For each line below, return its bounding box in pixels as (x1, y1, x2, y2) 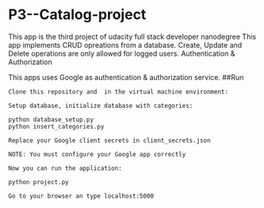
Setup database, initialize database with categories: (8, 102, 193, 110)
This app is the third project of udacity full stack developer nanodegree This (8, 32, 256, 41)
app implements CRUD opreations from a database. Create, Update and (8, 40, 243, 49)
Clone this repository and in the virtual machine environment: (8, 87, 228, 96)
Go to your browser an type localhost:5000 (8, 192, 155, 200)
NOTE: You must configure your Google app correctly (8, 150, 186, 158)
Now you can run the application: (8, 164, 123, 172)
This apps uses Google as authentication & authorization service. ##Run (8, 72, 244, 82)
